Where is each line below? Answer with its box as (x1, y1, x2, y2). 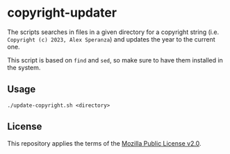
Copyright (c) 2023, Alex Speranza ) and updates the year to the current (7, 35, 215, 43)
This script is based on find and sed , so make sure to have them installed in (7, 55, 224, 64)
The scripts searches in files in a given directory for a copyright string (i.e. (7, 28, 220, 36)
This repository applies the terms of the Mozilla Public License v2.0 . (7, 139, 202, 147)
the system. (7, 63, 41, 71)
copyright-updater (7, 5, 117, 21)
